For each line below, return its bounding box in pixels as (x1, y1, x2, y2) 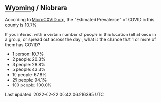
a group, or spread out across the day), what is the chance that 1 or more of (5, 36, 156, 42)
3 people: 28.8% (12, 61, 46, 67)
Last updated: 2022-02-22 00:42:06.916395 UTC (5, 91, 104, 97)
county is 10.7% (5, 22, 37, 28)
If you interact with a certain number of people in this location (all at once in (5, 31, 156, 37)
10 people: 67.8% (12, 71, 47, 77)
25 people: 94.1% (12, 77, 47, 83)
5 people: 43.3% (12, 67, 46, 72)
